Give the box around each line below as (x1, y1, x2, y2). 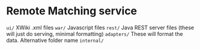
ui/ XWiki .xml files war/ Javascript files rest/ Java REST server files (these (6, 24, 194, 31)
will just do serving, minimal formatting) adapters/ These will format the (6, 30, 183, 37)
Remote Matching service (6, 4, 138, 18)
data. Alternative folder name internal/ (6, 36, 104, 44)
